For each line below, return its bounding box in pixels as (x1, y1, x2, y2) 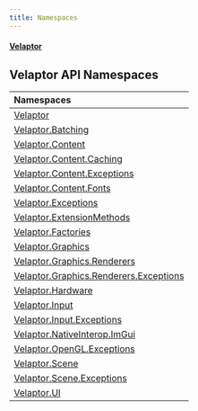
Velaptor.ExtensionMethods (13, 211, 131, 224)
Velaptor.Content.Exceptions (13, 167, 134, 180)
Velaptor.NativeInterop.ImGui (13, 328, 136, 341)
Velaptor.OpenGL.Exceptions (13, 343, 136, 355)
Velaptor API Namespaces (9, 67, 159, 82)
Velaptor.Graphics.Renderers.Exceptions (13, 270, 185, 282)
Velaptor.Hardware (13, 284, 93, 297)
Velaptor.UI (13, 387, 61, 399)
